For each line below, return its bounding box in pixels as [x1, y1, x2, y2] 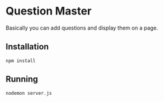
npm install [5, 57, 36, 64]
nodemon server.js [5, 90, 52, 96]
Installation [5, 42, 49, 52]
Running [5, 74, 39, 84]
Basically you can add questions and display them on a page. [5, 24, 159, 31]
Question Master [5, 4, 92, 18]
